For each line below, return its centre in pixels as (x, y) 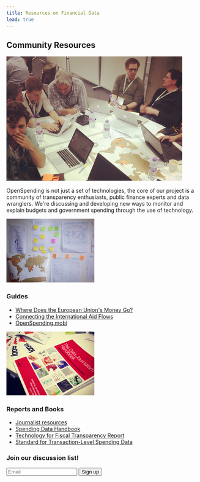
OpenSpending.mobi (41, 323)
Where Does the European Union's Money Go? (74, 309)
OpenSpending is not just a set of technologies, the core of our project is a (100, 191)
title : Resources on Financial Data (53, 13)
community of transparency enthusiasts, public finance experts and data (98, 197)
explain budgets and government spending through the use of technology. (100, 210)
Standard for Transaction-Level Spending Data (74, 441)
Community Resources (51, 45)
